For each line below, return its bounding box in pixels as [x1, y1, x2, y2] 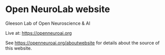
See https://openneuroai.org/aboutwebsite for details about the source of [5, 39, 160, 46]
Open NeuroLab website [5, 4, 110, 15]
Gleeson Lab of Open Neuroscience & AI [5, 20, 90, 26]
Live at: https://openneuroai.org [5, 30, 72, 36]
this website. [5, 45, 32, 51]
